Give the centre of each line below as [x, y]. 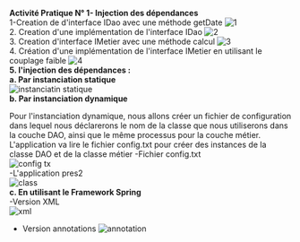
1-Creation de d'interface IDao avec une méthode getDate [116, 22]
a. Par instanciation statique [63, 79]
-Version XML [34, 202]
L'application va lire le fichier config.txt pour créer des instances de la [138, 144]
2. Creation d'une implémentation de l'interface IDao [106, 32]
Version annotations [59, 229]
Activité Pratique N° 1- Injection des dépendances [104, 13]
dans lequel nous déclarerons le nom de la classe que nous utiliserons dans [149, 125]
